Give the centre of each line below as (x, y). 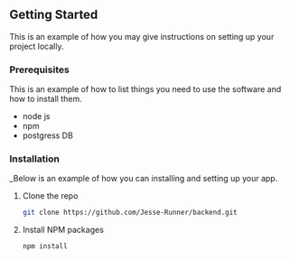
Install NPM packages (63, 230)
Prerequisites (39, 70)
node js (36, 116)
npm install (45, 246)
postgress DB (48, 135)
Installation (35, 159)
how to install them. (46, 99)
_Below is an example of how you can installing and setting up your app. (144, 179)
